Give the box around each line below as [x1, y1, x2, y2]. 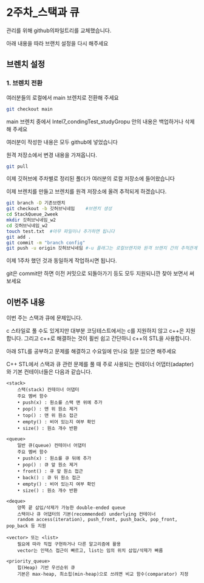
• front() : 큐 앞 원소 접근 [17, 468, 83, 474]
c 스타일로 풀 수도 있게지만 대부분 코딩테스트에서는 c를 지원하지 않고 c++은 [6, 327, 185, 335]
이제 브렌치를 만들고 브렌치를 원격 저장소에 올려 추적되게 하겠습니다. [6, 188, 167, 195]
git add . [6, 234, 32, 240]
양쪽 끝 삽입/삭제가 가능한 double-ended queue [17, 505, 126, 511]
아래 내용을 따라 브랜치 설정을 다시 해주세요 [6, 39, 109, 47]
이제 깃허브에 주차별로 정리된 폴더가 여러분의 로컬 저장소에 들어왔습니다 [6, 175, 175, 182]
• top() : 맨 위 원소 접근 [17, 412, 78, 419]
